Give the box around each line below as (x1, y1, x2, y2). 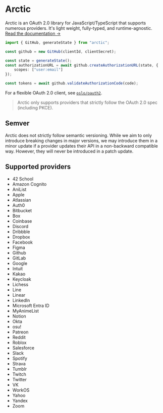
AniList (12, 186, 27, 192)
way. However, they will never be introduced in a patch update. (5, 148, 134, 154)
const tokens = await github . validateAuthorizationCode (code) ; (5, 81, 139, 86)
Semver (5, 119, 30, 128)
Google (12, 260, 28, 266)
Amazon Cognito (12, 181, 47, 187)
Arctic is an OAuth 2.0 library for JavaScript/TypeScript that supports (5, 20, 146, 26)
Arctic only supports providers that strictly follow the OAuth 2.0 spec (17, 99, 158, 105)
